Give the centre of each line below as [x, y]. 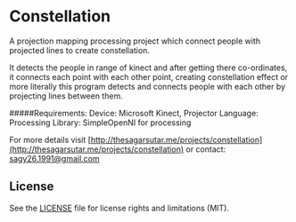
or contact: [206, 149]
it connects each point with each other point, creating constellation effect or [148, 76]
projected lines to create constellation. [79, 50]
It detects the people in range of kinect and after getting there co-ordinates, [148, 67]
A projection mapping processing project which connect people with [135, 41]
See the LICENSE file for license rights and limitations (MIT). [119, 208]
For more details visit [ [50, 139]
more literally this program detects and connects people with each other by [148, 86]
